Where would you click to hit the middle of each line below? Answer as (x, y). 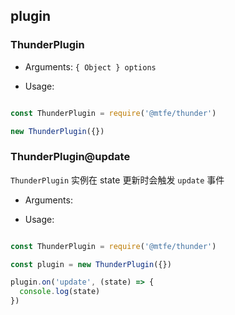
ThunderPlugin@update (70, 157)
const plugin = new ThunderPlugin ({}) (91, 264)
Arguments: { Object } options (90, 66)
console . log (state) (60, 292)
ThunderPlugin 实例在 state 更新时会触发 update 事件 (117, 180)
